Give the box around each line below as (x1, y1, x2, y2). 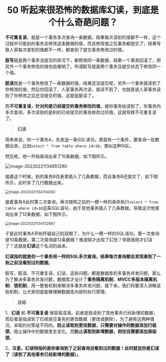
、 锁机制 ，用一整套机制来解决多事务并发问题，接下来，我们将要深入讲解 (9, 282, 157, 288)
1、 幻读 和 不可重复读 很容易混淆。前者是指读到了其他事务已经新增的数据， (5, 309, 158, 315)
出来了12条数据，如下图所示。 (9, 211, 71, 217)
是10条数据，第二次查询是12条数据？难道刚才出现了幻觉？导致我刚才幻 (5, 237, 148, 242)
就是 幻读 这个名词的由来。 (18, 242, 70, 248)
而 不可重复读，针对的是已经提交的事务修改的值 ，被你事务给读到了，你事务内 (5, 103, 161, 109)
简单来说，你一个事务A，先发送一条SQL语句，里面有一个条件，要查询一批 (5, 136, 156, 142)
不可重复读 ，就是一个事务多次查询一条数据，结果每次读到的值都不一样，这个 (5, 34, 161, 40)
